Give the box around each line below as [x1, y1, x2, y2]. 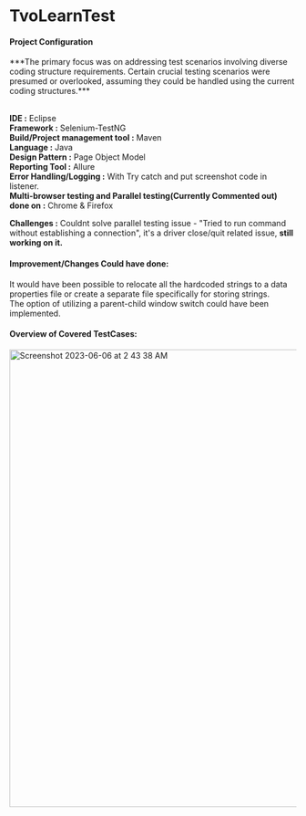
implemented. [9, 308, 61, 319]
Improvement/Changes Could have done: [9, 257, 169, 269]
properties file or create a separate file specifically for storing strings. [9, 288, 270, 299]
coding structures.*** [9, 86, 91, 97]
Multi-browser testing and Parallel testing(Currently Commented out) [9, 191, 278, 202]
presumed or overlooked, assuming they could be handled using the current [9, 76, 295, 87]
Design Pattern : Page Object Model [9, 152, 146, 162]
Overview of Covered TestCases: [9, 329, 138, 340]
